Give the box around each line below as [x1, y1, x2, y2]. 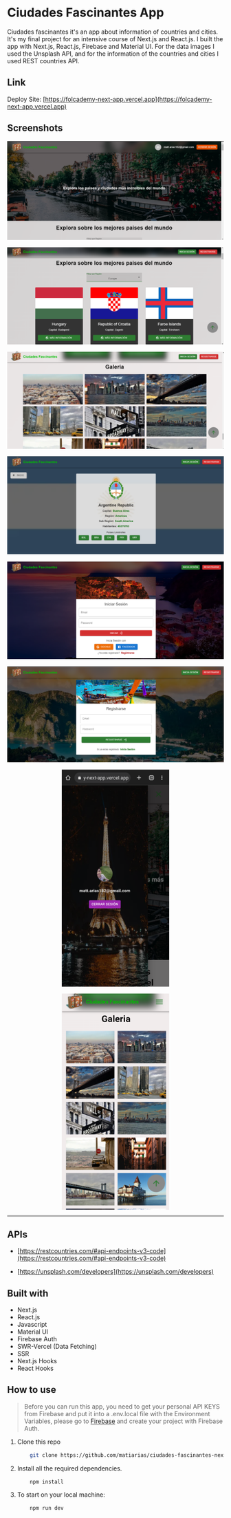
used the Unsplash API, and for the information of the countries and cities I [7, 50, 219, 58]
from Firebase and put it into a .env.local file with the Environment [23, 1409, 210, 1418]
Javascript [16, 1320, 47, 1328]
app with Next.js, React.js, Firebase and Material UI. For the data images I [7, 42, 214, 50]
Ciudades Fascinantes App [7, 5, 164, 21]
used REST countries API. [7, 56, 80, 65]
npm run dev [30, 1505, 64, 1512]
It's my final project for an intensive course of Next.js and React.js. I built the [7, 34, 223, 43]
